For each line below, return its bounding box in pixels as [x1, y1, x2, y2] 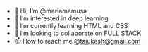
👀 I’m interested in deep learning [13, 14, 109, 22]
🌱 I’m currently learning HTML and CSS [13, 22, 128, 30]
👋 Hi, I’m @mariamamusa [13, 7, 87, 15]
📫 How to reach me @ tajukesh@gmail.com [13, 37, 141, 45]
